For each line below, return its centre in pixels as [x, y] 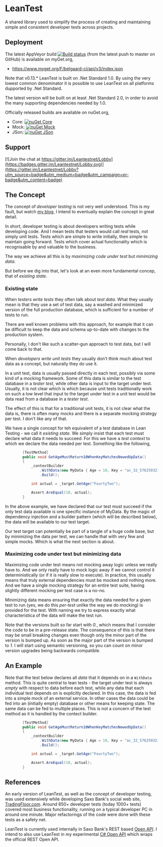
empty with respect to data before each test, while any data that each [74, 688]
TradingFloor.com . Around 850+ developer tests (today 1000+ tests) [73, 804]
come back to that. [24, 349]
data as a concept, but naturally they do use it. [51, 364]
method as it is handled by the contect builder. [51, 713]
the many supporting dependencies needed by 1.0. [56, 103]
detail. [11, 217]
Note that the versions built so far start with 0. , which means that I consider [80, 625]
